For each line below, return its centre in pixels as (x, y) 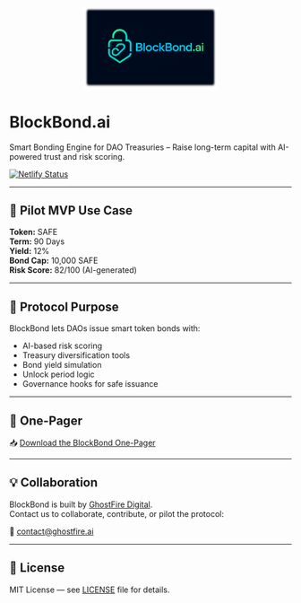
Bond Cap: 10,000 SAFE (54, 261)
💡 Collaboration (54, 483)
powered (26, 156)
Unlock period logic (59, 374)
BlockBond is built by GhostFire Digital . (81, 504)
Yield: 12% (30, 251)
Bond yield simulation (62, 365)
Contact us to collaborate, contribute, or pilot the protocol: (116, 513)
